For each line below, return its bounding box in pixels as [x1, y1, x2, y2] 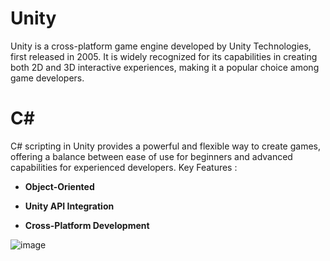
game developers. [10, 72, 85, 84]
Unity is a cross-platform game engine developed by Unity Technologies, [10, 40, 312, 52]
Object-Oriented [24, 180, 95, 192]
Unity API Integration [24, 200, 115, 212]
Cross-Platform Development [24, 219, 150, 231]
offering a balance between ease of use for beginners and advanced [10, 150, 293, 162]
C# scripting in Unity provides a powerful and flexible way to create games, [10, 140, 321, 152]
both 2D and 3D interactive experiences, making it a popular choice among [10, 61, 320, 73]
